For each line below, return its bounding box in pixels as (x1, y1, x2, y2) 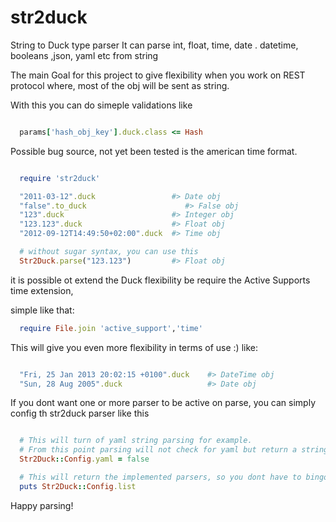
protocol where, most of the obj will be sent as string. (10, 79, 230, 91)
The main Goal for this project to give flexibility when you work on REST (10, 69, 306, 81)
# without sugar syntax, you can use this (19, 247, 199, 257)
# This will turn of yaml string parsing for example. (19, 436, 253, 446)
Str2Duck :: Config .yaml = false (19, 454, 150, 465)
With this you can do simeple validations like (10, 99, 193, 111)
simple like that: (10, 304, 75, 316)
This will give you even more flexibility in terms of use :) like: (10, 341, 258, 353)
